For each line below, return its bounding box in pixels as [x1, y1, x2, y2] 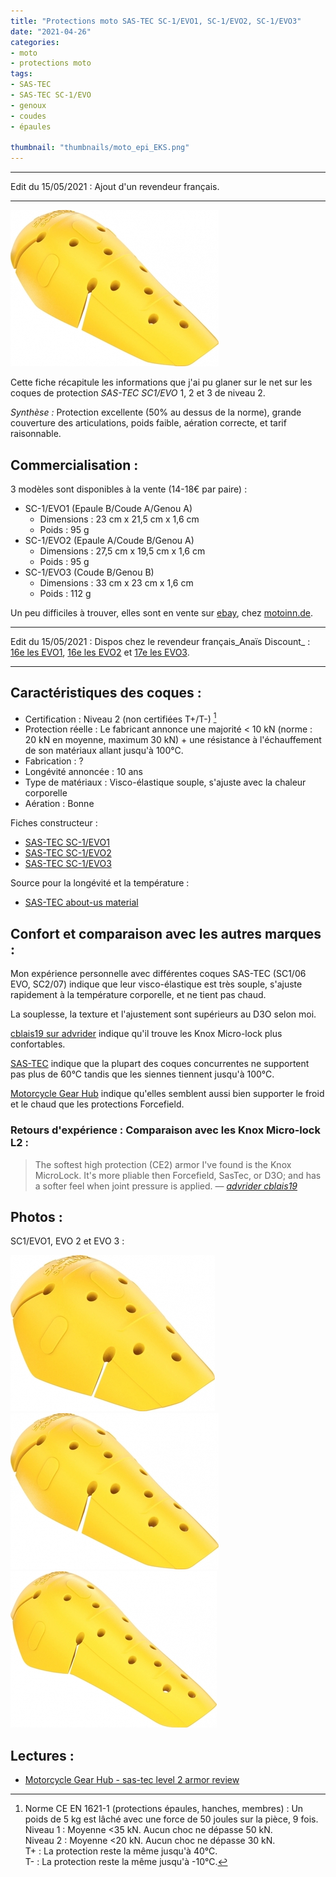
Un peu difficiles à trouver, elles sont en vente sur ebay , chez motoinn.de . [10, 606, 313, 619]
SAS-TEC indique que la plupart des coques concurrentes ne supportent [10, 1058, 310, 1070]
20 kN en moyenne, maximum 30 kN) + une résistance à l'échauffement [24, 734, 322, 746]
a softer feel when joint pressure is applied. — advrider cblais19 [34, 1180, 298, 1192]
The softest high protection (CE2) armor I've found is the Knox [34, 1158, 292, 1170]
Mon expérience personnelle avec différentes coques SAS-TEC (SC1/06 [10, 968, 307, 980]
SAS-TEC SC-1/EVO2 [24, 847, 112, 859]
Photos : [10, 1208, 63, 1225]
